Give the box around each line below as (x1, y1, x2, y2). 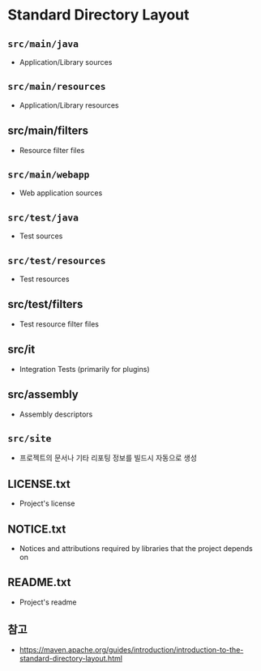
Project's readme (19, 597, 78, 607)
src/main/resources (7, 81, 106, 92)
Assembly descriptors (19, 409, 93, 419)
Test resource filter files (19, 318, 99, 329)
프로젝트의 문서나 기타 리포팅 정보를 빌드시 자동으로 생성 (19, 453, 198, 463)
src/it (7, 343, 36, 357)
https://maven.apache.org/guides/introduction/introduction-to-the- (19, 644, 244, 654)
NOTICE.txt (7, 522, 66, 536)
